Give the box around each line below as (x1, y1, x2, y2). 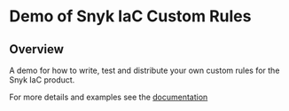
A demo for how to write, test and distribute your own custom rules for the (9, 65, 280, 75)
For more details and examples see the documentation (9, 91, 208, 102)
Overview (9, 42, 65, 57)
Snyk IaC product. (9, 75, 75, 85)
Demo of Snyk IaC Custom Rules (9, 6, 252, 27)
